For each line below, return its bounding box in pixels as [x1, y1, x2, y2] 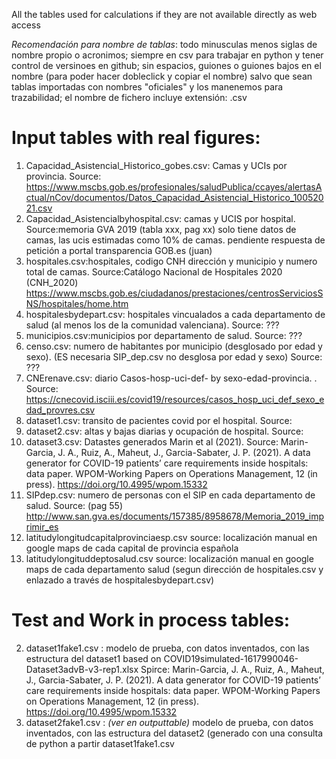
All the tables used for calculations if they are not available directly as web [11, 9, 318, 20]
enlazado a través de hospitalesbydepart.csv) [25, 574, 215, 586]
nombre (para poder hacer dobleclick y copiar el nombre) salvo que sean [11, 70, 313, 82]
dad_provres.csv [25, 404, 96, 416]
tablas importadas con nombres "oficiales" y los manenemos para [11, 81, 284, 93]
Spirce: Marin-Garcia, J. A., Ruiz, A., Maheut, [140, 663, 325, 675]
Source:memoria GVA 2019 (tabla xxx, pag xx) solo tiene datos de [25, 223, 297, 235]
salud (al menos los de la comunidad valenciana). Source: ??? [25, 319, 280, 331]
